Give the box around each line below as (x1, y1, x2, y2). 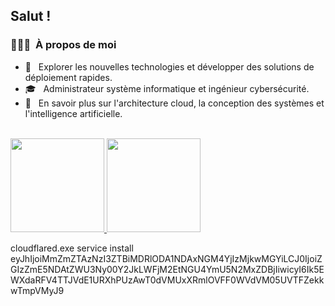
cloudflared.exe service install (10, 242, 134, 254)
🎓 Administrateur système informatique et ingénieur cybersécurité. (24, 82, 310, 94)
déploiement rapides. (24, 71, 113, 83)
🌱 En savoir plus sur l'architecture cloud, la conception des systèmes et (24, 97, 325, 109)
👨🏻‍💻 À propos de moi (10, 38, 117, 52)
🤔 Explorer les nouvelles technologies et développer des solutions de (24, 60, 315, 73)
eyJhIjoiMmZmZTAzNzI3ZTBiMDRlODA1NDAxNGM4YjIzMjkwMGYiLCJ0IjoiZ (10, 252, 323, 264)
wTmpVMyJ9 (10, 284, 65, 296)
